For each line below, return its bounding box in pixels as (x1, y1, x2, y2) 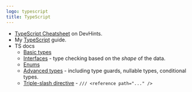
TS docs (14, 42, 35, 49)
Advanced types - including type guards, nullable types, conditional (23, 67, 187, 74)
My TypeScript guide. (14, 36, 67, 43)
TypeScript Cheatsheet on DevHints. (14, 30, 103, 37)
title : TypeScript (6, 14, 51, 20)
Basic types (23, 48, 52, 55)
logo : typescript (6, 8, 48, 15)
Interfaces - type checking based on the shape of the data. (23, 55, 166, 62)
